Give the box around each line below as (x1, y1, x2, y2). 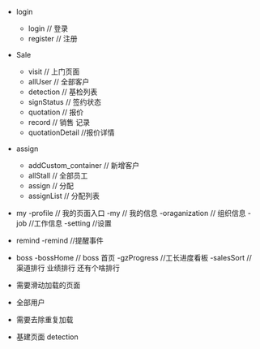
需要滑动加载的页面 (15, 280, 81, 290)
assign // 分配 (28, 181, 75, 190)
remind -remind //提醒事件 (15, 235, 104, 245)
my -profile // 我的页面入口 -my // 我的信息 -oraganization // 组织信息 (15, 209, 246, 218)
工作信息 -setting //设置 (33, 218, 112, 228)
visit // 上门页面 (28, 67, 80, 76)
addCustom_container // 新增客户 (28, 161, 140, 170)
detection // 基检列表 (28, 87, 98, 97)
